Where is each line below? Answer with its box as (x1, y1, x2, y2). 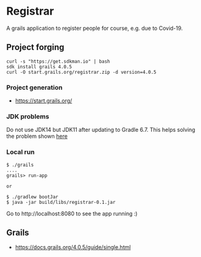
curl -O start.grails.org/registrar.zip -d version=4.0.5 (6, 69, 157, 75)
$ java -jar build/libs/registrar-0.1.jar (6, 199, 116, 205)
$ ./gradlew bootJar (6, 194, 59, 200)
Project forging (6, 42, 65, 52)
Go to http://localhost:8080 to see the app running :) (6, 209, 138, 217)
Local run (6, 148, 35, 156)
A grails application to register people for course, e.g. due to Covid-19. (6, 24, 183, 32)
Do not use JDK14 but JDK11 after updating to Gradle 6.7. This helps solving (6, 126, 196, 134)
